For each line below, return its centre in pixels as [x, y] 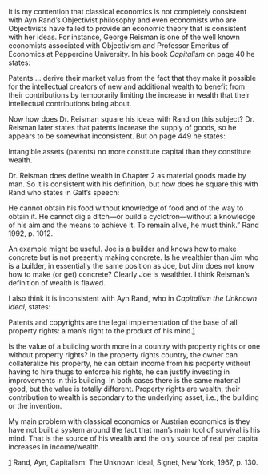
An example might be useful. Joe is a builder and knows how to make [123, 249]
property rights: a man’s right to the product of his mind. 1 [102, 331]
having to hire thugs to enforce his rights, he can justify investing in [119, 372]
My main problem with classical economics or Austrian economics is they [129, 421]
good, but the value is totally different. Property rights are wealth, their [124, 389]
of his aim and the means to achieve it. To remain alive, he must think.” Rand [134, 225]
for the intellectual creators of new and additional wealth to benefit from [127, 86]
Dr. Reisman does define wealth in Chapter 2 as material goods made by [127, 176]
